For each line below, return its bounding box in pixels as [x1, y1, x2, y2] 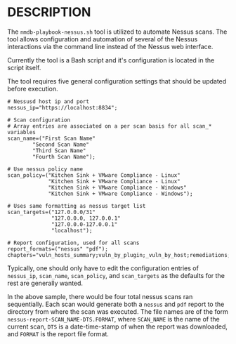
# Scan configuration [7, 117, 71, 124]
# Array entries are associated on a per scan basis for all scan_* [7, 122, 212, 130]
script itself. [7, 63, 41, 72]
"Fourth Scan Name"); [32, 153, 96, 160]
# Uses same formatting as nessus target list [7, 202, 146, 209]
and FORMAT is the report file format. [7, 329, 109, 338]
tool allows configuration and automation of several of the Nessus [7, 34, 198, 43]
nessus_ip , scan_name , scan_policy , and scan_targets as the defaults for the [7, 271, 225, 279]
